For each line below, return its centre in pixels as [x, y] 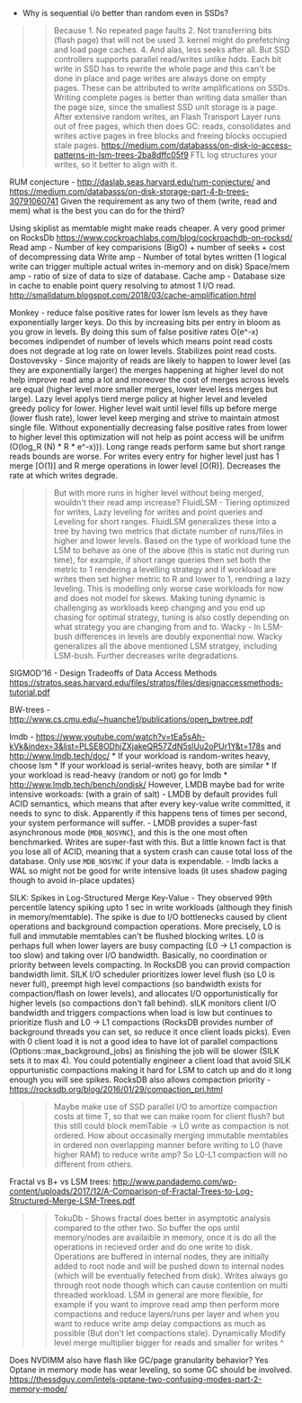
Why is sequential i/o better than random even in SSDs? [125, 13]
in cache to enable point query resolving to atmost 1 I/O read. [122, 286]
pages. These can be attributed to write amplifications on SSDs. [172, 88]
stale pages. [76, 145]
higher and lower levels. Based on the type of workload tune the [172, 541]
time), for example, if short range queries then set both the [162, 560]
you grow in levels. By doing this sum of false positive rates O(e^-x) [134, 332]
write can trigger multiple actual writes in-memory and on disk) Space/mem [150, 266]
